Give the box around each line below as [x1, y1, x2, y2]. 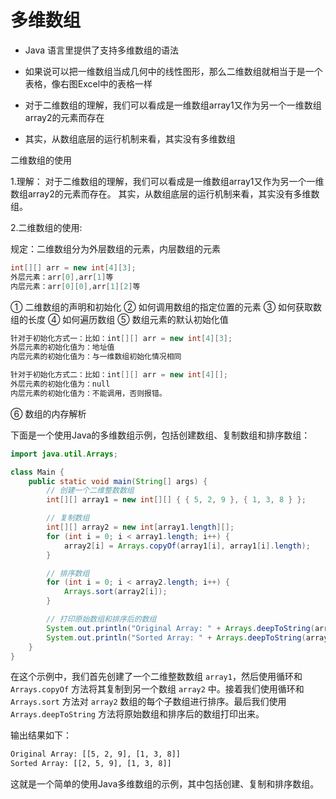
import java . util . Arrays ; [10, 449, 118, 459]
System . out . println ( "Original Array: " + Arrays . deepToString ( [46, 623, 315, 633]
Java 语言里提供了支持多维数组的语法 [24, 44, 180, 56]
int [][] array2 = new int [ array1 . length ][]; [46, 522, 235, 533]
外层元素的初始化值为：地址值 [10, 342, 115, 353]
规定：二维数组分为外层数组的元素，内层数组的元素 [10, 242, 221, 255]
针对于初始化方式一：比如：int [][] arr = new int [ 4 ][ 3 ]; [10, 333, 233, 343]
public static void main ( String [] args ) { [28, 476, 208, 486]
